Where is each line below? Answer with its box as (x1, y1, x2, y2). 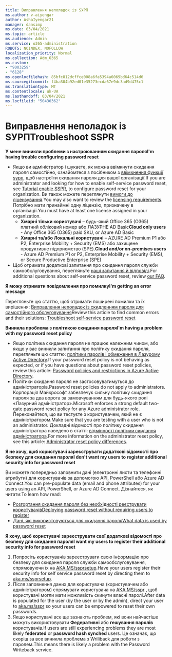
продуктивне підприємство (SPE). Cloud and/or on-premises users (20, 246, 166, 252)
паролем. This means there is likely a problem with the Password (12, 641, 150, 648)
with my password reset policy (5, 330, 72, 337)
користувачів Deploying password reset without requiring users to (12, 507, 153, 513)
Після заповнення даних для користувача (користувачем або (12, 581, 148, 588)
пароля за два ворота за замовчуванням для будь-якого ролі (12, 395, 148, 401)
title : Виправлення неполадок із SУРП (5, 7, 88, 13)
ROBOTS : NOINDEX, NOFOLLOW (5, 46, 63, 51)
